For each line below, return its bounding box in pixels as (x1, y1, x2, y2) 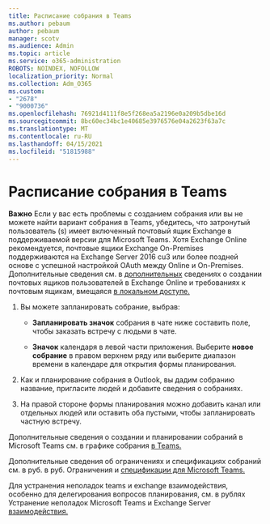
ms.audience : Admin (8, 42, 74, 50)
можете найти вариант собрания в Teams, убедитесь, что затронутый (8, 218, 251, 228)
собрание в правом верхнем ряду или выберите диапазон (32, 351, 236, 360)
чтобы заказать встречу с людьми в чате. (32, 326, 177, 336)
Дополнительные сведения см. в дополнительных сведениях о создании (8, 269, 263, 279)
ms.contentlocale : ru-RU (8, 132, 92, 140)
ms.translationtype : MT (8, 125, 89, 133)
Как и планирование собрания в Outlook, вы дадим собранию (19, 375, 235, 385)
